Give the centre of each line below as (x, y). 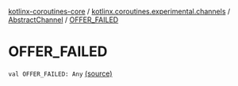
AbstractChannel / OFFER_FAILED (63, 20)
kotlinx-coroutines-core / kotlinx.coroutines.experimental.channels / (119, 11)
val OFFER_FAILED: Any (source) (60, 73)
